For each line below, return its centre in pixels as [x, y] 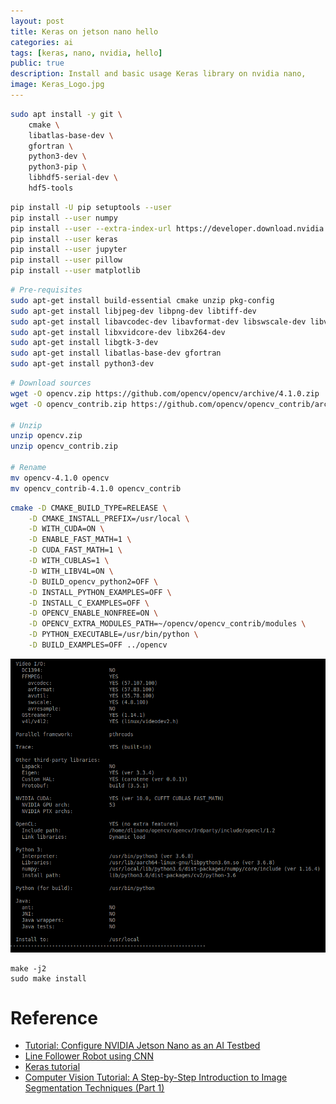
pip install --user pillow [66, 260]
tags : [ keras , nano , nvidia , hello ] [86, 53]
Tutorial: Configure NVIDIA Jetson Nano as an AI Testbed [142, 1046]
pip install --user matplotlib [75, 271]
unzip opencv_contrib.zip [64, 446]
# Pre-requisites [46, 290]
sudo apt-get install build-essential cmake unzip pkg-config [142, 300]
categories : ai [42, 42]
